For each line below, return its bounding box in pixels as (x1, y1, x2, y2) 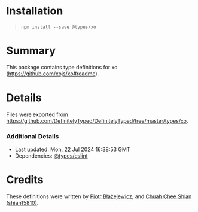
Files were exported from (6, 111, 68, 118)
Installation (6, 4, 63, 18)
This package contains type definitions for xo (6, 63, 118, 71)
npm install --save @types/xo (20, 24, 97, 30)
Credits (6, 173, 44, 187)
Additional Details (6, 132, 59, 140)
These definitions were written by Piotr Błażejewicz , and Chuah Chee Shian (6, 193, 192, 200)
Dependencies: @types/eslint (14, 152, 88, 159)
